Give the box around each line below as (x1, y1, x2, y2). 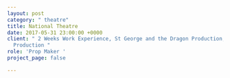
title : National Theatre (7, 23, 78, 29)
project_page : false (7, 55, 67, 62)
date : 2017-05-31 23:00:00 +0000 (7, 29, 103, 36)
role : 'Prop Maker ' (7, 49, 67, 55)
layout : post (7, 10, 45, 17)
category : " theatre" (7, 16, 69, 23)
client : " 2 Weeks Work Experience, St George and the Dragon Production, (7, 36, 226, 42)
